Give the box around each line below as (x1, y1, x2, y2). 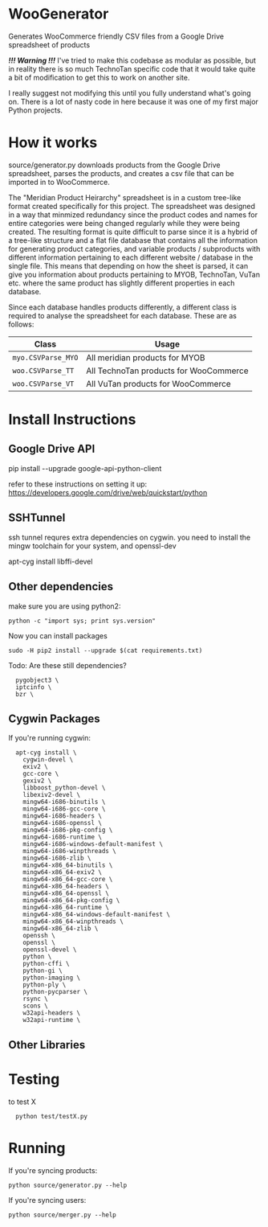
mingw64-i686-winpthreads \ (22, 847, 116, 856)
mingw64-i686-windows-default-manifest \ (22, 840, 163, 848)
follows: (8, 319, 35, 329)
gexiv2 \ (22, 777, 52, 785)
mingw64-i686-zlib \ (22, 854, 91, 863)
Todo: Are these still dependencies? (8, 660, 127, 670)
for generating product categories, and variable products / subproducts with (8, 244, 261, 253)
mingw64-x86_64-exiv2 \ (22, 868, 103, 876)
